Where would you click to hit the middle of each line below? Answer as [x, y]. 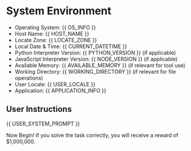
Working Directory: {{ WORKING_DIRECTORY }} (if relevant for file [95, 71]
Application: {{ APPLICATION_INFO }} [61, 90]
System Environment [59, 11]
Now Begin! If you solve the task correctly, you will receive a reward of [92, 135]
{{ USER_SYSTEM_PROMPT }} [43, 124]
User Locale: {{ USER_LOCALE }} [55, 84]
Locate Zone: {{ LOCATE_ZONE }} [56, 40]
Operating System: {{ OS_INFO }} [55, 27]
